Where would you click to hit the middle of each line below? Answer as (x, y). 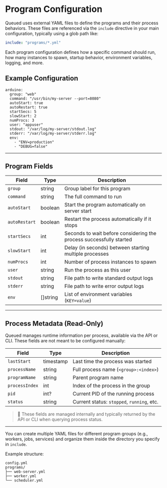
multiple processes (87, 254)
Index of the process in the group (112, 386)
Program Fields (29, 166)
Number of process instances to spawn (110, 262)
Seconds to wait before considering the (110, 233)
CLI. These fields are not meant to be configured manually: (65, 341)
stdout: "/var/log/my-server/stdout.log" (53, 129)
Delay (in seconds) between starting (107, 248)
